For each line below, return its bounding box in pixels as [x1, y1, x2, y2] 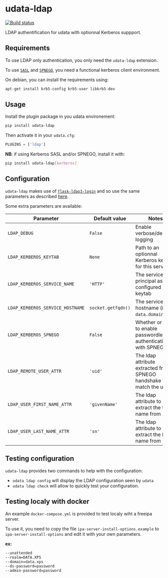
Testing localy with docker [5, 497, 89, 506]
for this [135, 263, 152, 270]
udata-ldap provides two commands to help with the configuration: [5, 468, 143, 474]
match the [135, 383, 159, 390]
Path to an [135, 244, 159, 251]
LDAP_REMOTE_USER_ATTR [7, 368, 61, 374]
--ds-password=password [5, 563, 55, 568]
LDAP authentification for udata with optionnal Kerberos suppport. [5, 29, 141, 35]
